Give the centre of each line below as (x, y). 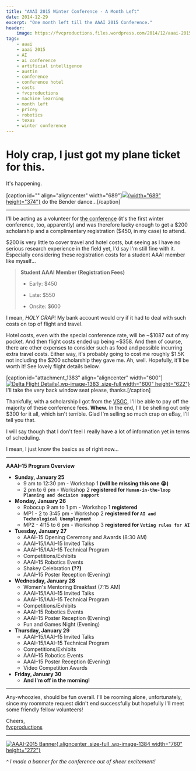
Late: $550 (42, 295)
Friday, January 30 (38, 674)
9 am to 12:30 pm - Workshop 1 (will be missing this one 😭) (96, 483)
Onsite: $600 (45, 306)
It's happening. (24, 183)
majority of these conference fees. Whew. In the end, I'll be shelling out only (98, 407)
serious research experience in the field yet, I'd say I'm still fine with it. (91, 248)
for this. (26, 167)
